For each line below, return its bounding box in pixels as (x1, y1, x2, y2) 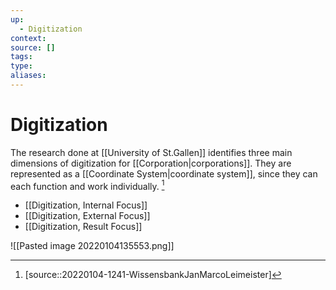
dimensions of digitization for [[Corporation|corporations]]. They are (10, 157, 292, 169)
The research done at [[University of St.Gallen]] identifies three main (10, 146, 293, 158)
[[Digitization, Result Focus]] (24, 221, 143, 233)
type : (10, 61, 33, 71)
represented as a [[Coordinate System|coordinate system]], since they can (10, 167, 318, 180)
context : (10, 33, 47, 43)
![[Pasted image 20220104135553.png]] (10, 240, 175, 252)
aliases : (10, 71, 47, 81)
